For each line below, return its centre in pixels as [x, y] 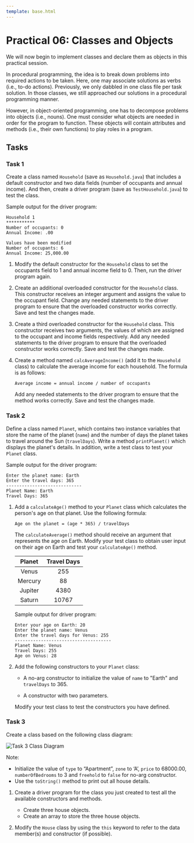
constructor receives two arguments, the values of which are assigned [99, 331]
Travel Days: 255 [36, 651]
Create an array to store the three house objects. [82, 816]
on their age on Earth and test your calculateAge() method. [86, 547]
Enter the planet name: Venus [51, 630]
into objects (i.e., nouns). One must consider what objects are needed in [93, 116]
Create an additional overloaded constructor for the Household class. [96, 288]
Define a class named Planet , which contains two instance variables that [93, 428]
